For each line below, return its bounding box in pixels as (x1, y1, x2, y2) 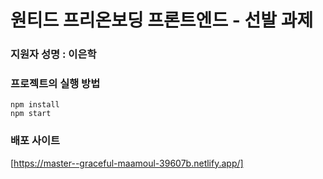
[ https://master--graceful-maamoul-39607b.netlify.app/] (10, 157, 244, 169)
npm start (10, 109, 52, 119)
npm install (10, 100, 60, 110)
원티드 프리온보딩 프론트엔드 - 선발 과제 (10, 9, 314, 32)
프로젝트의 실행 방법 (10, 77, 101, 91)
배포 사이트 (10, 134, 61, 148)
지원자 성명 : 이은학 (10, 47, 97, 61)
